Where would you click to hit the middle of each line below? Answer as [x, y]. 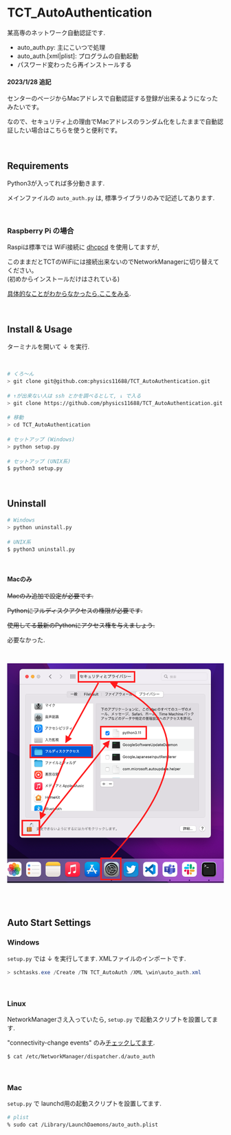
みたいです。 [25, 107]
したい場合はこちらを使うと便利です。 [67, 130]
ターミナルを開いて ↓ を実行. [48, 347]
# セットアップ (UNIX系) [39, 461]
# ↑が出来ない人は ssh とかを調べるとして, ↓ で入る [74, 396]
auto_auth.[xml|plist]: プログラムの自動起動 [78, 56]
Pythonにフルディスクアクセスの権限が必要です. [75, 610]
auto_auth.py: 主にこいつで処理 [61, 47]
